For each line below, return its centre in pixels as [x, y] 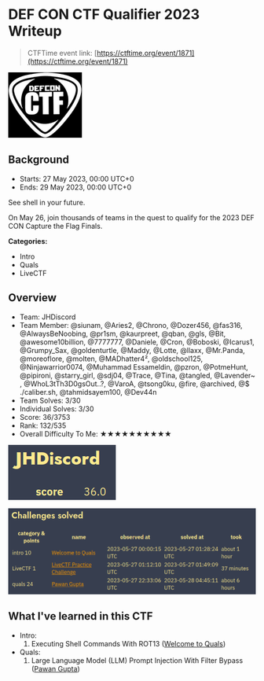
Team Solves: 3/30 [50, 400]
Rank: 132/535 [43, 425]
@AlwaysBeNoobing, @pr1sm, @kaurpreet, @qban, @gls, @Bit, [123, 333]
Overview [33, 298]
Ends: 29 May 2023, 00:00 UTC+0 [75, 187]
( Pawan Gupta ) [55, 668]
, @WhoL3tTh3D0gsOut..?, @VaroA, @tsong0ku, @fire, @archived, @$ [134, 384]
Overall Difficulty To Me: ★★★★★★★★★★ [95, 433]
